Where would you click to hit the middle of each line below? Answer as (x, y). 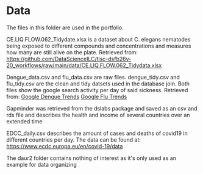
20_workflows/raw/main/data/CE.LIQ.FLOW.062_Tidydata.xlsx (84, 65)
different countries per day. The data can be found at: (74, 140)
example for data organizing (42, 164)
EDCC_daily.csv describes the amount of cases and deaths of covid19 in (97, 133)
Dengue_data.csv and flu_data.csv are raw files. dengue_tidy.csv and (93, 77)
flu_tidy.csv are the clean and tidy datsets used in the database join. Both (98, 84)
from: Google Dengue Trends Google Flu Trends (67, 96)
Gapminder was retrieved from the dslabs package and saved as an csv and (102, 108)
